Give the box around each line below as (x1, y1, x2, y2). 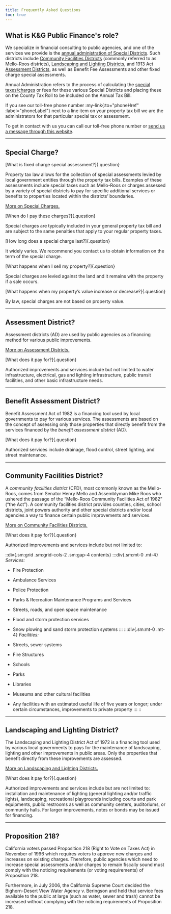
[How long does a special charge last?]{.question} (5, 238, 110, 244)
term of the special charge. (5, 253, 62, 260)
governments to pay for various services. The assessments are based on (5, 416, 159, 422)
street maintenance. (5, 452, 47, 458)
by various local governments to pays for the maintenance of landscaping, (5, 745, 161, 751)
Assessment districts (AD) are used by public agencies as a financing (5, 331, 151, 337)
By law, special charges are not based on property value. (5, 298, 125, 304)
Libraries (12, 681, 32, 687)
